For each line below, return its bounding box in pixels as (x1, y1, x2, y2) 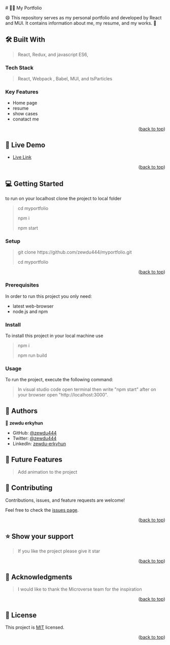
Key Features (5, 88, 39, 96)
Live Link (12, 154, 32, 160)
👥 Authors (5, 407, 38, 415)
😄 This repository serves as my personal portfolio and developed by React (5, 15, 162, 20)
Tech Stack (5, 64, 34, 71)
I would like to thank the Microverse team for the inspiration (17, 586, 142, 592)
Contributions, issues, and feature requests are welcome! (5, 497, 125, 503)
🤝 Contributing (5, 483, 53, 493)
